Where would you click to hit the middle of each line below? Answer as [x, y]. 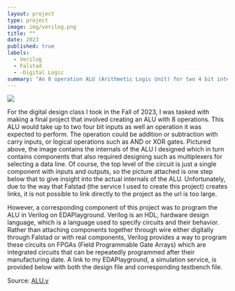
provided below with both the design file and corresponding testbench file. [115, 267]
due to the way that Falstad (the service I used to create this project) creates [117, 187]
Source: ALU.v [28, 280]
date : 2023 [23, 40]
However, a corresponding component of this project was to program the [113, 208]
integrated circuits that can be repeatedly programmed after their [101, 252]
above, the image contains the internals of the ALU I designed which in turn [116, 149]
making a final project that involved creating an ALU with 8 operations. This [115, 119]
